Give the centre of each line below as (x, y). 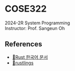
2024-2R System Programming (37, 23)
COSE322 (26, 9)
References (23, 44)
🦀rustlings (23, 63)
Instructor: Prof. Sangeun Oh (35, 28)
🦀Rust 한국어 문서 (30, 57)
